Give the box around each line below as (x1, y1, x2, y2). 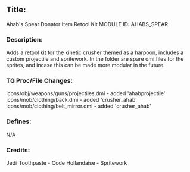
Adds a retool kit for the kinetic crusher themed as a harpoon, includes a (6, 49, 184, 56)
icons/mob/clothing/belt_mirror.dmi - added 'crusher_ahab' (6, 102, 152, 110)
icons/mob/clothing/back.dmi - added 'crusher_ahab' (6, 96, 137, 104)
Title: (6, 5, 26, 15)
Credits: (6, 146, 30, 154)
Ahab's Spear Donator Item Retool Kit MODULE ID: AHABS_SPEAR (6, 20, 169, 27)
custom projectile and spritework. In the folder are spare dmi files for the (6, 55, 184, 62)
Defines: (6, 117, 32, 126)
